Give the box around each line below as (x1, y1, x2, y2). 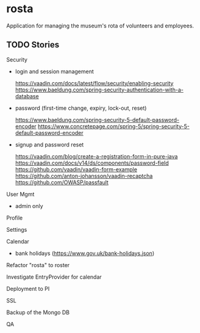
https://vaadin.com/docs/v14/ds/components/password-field (15, 159, 169, 167)
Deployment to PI (6, 285, 50, 292)
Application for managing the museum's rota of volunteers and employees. (6, 22, 194, 29)
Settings (6, 226, 27, 233)
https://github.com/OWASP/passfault (15, 179, 109, 186)
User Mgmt (6, 190, 35, 198)
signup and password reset (15, 141, 84, 148)
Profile (6, 214, 23, 221)
